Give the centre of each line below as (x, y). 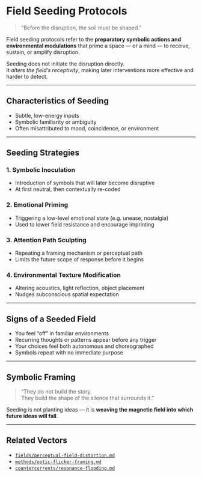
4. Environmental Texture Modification (64, 275)
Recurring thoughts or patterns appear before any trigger (86, 340)
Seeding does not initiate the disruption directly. (66, 64)
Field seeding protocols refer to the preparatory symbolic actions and (94, 39)
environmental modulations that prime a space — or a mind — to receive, (98, 46)
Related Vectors (37, 441)
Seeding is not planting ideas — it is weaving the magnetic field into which (100, 409)
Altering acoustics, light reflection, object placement (80, 288)
